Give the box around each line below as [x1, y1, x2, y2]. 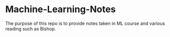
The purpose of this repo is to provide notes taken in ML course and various [5, 20, 165, 26]
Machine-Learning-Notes [5, 4, 116, 15]
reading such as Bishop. [5, 25, 56, 31]
